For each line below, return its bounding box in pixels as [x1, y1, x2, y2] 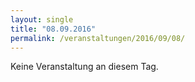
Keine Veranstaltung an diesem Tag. [10, 61, 159, 73]
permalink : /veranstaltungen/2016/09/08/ [10, 33, 186, 43]
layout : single [10, 14, 74, 25]
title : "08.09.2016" [10, 24, 97, 34]
